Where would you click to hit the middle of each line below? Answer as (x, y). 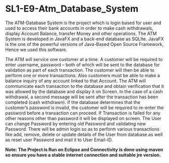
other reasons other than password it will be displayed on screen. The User (83, 118)
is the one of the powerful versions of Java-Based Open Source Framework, (84, 44)
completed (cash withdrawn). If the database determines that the (73, 102)
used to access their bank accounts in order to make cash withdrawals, (79, 28)
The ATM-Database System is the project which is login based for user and (83, 23)
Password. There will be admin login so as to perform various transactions (82, 129)
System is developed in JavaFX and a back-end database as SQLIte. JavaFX (84, 39)
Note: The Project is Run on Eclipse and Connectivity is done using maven (84, 149)
